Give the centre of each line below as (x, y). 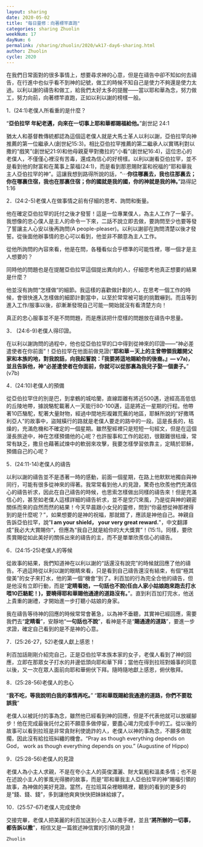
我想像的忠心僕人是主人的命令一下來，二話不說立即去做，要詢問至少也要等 (99, 221)
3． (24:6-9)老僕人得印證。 (40, 331)
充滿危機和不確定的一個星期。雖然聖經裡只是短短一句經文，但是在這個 (109, 428)
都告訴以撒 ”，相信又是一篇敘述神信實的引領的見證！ (71, 827)
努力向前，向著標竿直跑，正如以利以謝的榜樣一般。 (80, 97)
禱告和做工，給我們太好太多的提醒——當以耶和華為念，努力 (117, 90)
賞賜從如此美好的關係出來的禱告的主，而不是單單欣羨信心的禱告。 (93, 537)
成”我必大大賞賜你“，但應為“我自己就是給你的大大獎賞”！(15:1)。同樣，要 (97, 530)
